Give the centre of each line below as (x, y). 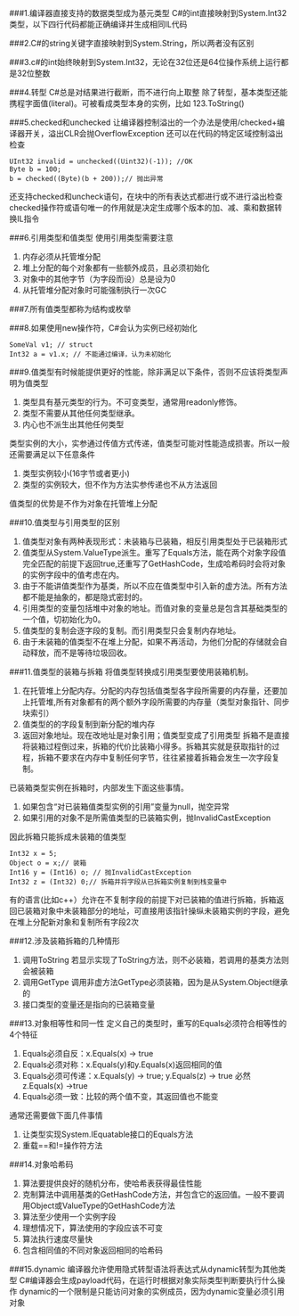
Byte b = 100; (36, 169)
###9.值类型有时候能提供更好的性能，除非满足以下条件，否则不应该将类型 (145, 372)
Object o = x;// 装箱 (48, 863)
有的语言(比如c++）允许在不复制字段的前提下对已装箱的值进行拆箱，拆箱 (143, 900)
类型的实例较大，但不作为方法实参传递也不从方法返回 (120, 485)
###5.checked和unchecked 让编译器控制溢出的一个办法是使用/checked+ (143, 122)
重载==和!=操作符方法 (62, 1145)
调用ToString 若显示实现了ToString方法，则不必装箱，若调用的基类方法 (152, 960)
